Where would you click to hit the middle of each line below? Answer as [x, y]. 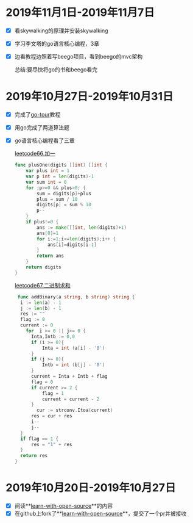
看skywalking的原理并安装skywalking [61, 31]
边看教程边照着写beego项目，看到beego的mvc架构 [79, 57]
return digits [44, 267]
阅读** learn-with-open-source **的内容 [64, 506]
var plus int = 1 [48, 171]
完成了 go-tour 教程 [37, 115]
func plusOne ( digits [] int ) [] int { [61, 165]
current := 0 [37, 325]
